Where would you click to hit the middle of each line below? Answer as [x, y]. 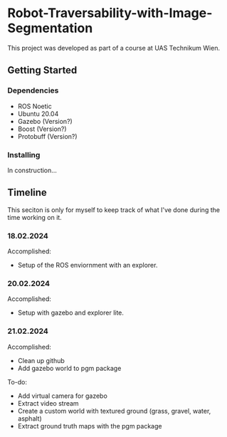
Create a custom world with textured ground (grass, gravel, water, [114, 411]
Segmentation [50, 28]
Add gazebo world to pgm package [69, 368]
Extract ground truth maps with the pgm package [90, 426]
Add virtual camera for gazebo [63, 396]
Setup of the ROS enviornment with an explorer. [88, 265]
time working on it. [35, 217]
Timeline [27, 193]
